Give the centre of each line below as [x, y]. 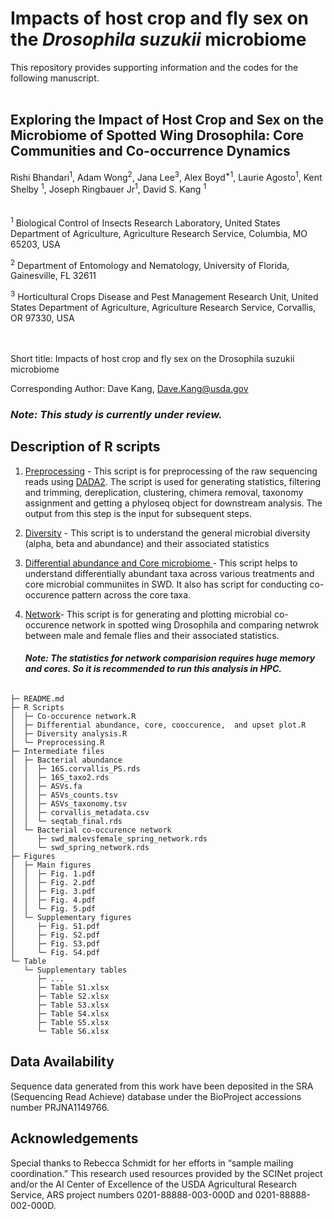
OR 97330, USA [42, 318]
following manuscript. [55, 78]
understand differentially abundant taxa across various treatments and [169, 573]
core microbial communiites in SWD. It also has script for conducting [166, 584]
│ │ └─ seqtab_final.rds [66, 821]
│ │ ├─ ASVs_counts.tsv [64, 795]
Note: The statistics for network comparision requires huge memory [170, 658]
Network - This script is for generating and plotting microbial [148, 614]
